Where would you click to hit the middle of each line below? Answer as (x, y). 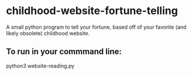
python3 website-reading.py (40, 66)
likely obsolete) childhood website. (48, 33)
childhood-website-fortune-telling (92, 11)
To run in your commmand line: (64, 52)
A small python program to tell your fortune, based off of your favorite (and (96, 27)
